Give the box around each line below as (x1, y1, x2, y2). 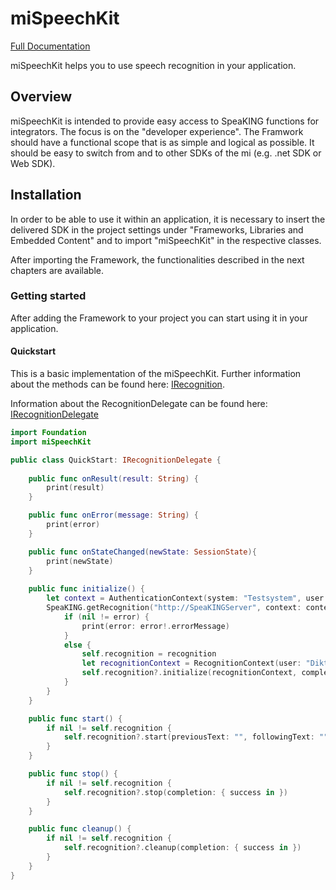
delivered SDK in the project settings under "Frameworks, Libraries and (10, 223, 304, 236)
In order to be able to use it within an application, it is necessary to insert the (10, 213, 326, 225)
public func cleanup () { (28, 824, 132, 834)
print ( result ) (46, 483, 105, 493)
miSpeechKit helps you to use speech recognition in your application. (10, 59, 297, 71)
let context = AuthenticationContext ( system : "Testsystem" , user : (46, 593, 329, 604)
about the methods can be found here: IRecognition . (10, 378, 225, 391)
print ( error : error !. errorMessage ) (81, 621, 230, 631)
